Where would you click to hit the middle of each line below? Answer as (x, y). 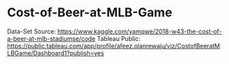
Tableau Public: (119, 38)
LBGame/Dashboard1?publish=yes (56, 53)
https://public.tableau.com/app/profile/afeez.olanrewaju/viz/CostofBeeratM (114, 46)
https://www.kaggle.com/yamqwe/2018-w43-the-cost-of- (140, 31)
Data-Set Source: (32, 31)
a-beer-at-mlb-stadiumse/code (51, 38)
